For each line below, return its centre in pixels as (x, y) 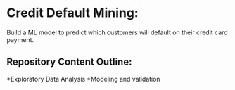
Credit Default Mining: (72, 13)
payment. (20, 39)
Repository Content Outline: (69, 62)
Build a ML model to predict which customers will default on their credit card (117, 32)
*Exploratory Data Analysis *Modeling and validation (83, 79)
